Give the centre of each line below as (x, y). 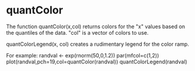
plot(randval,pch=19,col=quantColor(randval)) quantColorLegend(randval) (97, 62)
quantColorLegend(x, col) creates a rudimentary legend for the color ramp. (98, 44)
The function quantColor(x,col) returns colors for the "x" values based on (96, 26)
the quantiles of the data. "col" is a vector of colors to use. (77, 32)
